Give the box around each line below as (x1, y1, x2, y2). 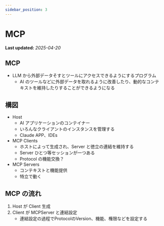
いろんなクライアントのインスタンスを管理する (19, 126, 115, 132)
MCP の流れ (5, 189, 41, 197)
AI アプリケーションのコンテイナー (19, 120, 90, 126)
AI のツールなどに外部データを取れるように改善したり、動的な (19, 79, 147, 85)
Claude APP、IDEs (19, 132, 58, 138)
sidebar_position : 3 (5, 7, 48, 12)
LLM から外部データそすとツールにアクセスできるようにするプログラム (12, 72, 157, 79)
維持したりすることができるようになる (37, 85, 115, 91)
